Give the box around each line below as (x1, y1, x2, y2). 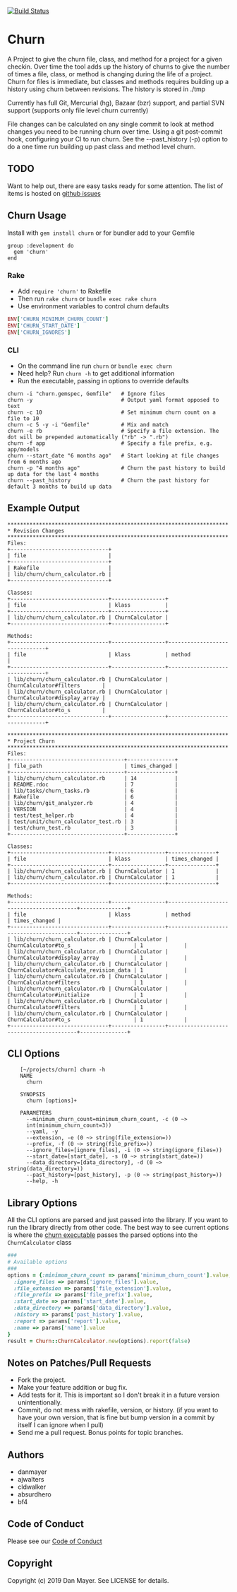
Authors (7, 1448, 44, 1460)
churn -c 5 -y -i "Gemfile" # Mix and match (7, 421, 169, 428)
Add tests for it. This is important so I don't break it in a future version (17, 1390, 220, 1400)
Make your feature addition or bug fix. (17, 1383, 128, 1392)
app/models (7, 446, 39, 453)
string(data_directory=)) (7, 1166, 83, 1173)
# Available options (7, 1259, 68, 1266)
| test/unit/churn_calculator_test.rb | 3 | (7, 818, 178, 825)
